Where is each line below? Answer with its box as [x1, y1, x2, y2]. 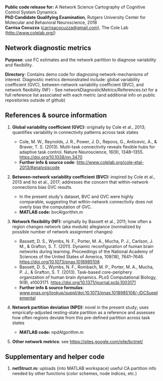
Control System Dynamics [5, 9, 57, 15]
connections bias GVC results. [12, 184, 73, 190]
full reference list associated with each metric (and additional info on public [5, 92, 156, 98]
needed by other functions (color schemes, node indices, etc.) [12, 371, 137, 377]
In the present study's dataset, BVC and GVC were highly [19, 194, 133, 199]
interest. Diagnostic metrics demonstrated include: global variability [5, 76, 140, 82]
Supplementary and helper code [5, 353, 105, 361]
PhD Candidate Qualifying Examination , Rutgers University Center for [5, 15, 146, 20]
